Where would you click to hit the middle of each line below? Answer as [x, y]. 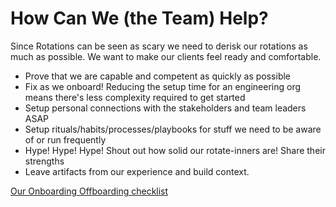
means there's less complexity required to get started [135, 97]
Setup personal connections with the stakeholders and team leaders [165, 108]
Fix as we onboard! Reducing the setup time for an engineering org [163, 86]
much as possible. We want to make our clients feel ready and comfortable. [166, 56]
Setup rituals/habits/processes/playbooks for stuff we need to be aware [173, 129]
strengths [44, 161]
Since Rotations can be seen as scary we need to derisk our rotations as [159, 46]
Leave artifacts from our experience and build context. [137, 171]
